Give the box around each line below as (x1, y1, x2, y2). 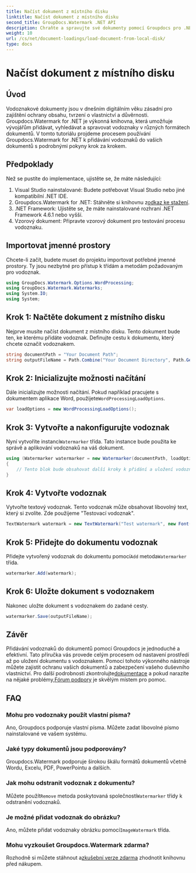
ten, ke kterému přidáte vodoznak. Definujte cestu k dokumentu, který (6, 334, 174, 341)
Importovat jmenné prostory (6, 240, 111, 250)
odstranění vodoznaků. (6, 798, 61, 805)
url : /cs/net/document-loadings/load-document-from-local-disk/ (6, 36, 166, 42)
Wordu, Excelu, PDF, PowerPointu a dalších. (6, 764, 111, 771)
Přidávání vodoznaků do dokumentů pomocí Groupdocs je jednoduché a (6, 645, 180, 652)
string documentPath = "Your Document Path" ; (6, 352, 118, 358)
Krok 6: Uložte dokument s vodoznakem (6, 586, 155, 597)
